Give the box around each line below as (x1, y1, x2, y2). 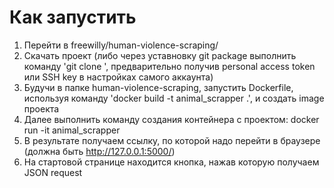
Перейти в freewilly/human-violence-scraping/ (23, 39, 219, 51)
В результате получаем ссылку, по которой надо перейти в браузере (23, 134, 321, 146)
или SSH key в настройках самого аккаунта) (23, 71, 214, 83)
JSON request (23, 166, 83, 178)
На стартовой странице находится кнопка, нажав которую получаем (23, 156, 320, 168)
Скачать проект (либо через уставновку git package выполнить (23, 49, 297, 61)
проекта (23, 102, 60, 115)
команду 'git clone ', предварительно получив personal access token (23, 60, 316, 72)
